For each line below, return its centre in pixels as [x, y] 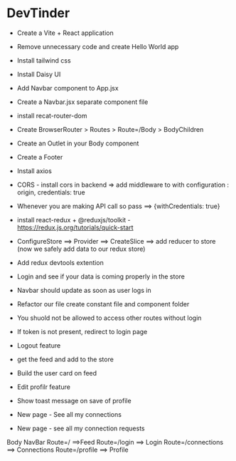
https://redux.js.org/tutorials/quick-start [75, 227]
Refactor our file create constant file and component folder [103, 304]
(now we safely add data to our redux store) [81, 249]
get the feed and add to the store [65, 359]
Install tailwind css [44, 60]
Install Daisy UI [39, 74]
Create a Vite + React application [65, 33]
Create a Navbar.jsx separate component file [82, 102]
